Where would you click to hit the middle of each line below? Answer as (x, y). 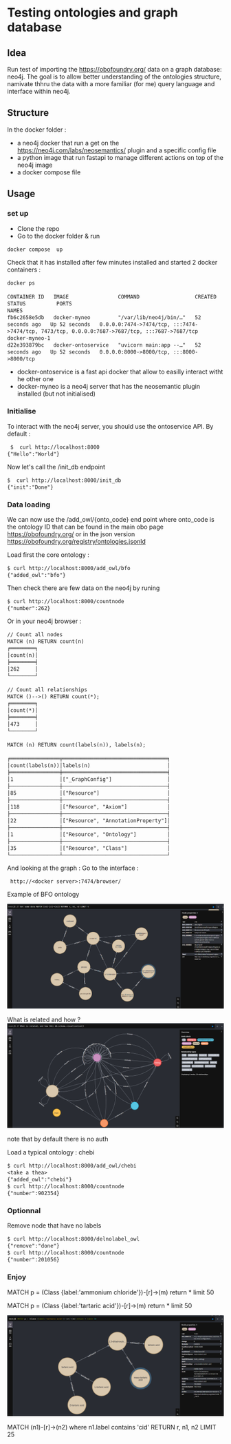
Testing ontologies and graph (93, 13)
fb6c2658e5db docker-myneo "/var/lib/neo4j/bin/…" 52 (104, 317)
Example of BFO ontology (43, 895)
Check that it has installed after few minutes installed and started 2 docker (112, 262)
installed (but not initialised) (56, 394)
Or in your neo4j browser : (44, 621)
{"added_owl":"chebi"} (40, 1180)
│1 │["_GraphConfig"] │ (89, 780)
